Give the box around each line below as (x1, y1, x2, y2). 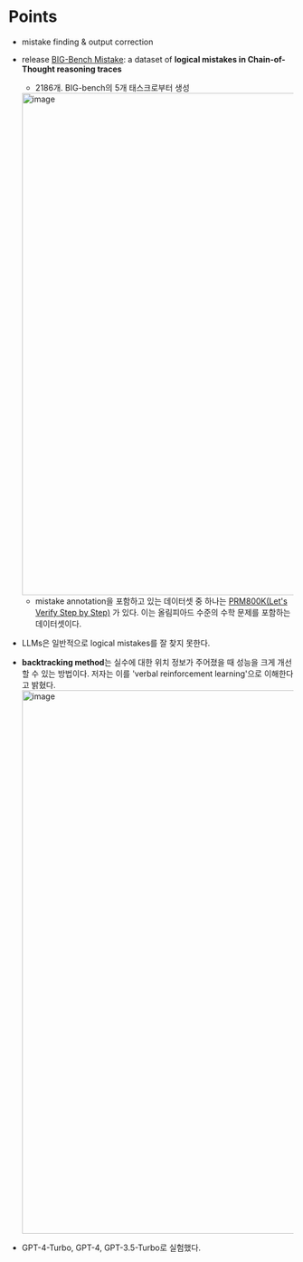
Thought (21, 63, 55, 74)
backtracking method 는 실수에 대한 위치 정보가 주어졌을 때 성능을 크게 (21, 656, 276, 667)
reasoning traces (56, 63, 123, 74)
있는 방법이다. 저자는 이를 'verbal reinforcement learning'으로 (41, 668, 263, 679)
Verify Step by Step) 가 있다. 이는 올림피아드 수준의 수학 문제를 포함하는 (34, 607, 291, 617)
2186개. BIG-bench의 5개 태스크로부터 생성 (34, 82, 191, 92)
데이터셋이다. (34, 618, 82, 629)
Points (8, 6, 58, 27)
